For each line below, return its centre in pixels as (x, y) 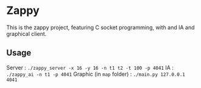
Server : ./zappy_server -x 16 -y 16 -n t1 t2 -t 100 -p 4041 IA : (90, 67)
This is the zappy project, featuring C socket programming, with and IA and (100, 27)
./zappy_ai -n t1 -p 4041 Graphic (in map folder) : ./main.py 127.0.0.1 (96, 74)
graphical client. (26, 33)
